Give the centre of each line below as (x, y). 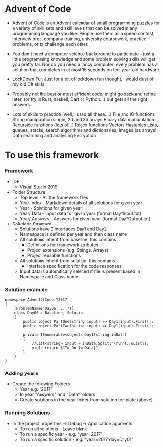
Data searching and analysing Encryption (54, 135)
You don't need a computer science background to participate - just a (83, 54)
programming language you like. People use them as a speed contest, (83, 33)
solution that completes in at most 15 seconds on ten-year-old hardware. (86, 69)
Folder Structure (29, 192)
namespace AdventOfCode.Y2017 (36, 300)
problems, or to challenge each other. (50, 44)
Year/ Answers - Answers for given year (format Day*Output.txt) (85, 219)
